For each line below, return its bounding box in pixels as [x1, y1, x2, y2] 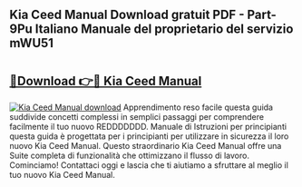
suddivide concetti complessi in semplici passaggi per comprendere [9, 112, 265, 122]
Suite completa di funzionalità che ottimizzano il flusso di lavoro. [9, 150, 249, 161]
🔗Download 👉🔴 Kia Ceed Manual [9, 73, 202, 89]
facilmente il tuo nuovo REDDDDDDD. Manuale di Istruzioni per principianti [9, 122, 287, 132]
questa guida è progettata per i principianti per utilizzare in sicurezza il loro [9, 131, 289, 142]
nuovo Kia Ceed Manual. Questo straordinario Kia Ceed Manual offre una [9, 141, 282, 151]
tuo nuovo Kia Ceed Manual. [9, 170, 116, 180]
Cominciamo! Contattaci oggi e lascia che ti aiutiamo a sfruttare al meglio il [9, 160, 288, 171]
